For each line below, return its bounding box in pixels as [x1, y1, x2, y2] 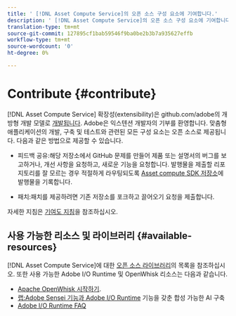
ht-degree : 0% [7, 50, 49, 57]
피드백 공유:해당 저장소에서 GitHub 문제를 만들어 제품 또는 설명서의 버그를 [17, 151, 220, 159]
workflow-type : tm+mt [7, 37, 71, 44]
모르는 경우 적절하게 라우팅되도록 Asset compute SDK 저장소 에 [49, 169, 224, 177]
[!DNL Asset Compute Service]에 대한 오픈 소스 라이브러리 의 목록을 [7, 261, 195, 269]
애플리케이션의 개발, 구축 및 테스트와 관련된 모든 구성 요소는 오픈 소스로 [7, 127, 202, 136]
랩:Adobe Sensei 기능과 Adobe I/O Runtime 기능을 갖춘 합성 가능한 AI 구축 [17, 293, 225, 302]
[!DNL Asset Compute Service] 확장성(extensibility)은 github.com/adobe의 [7, 110, 221, 118]
